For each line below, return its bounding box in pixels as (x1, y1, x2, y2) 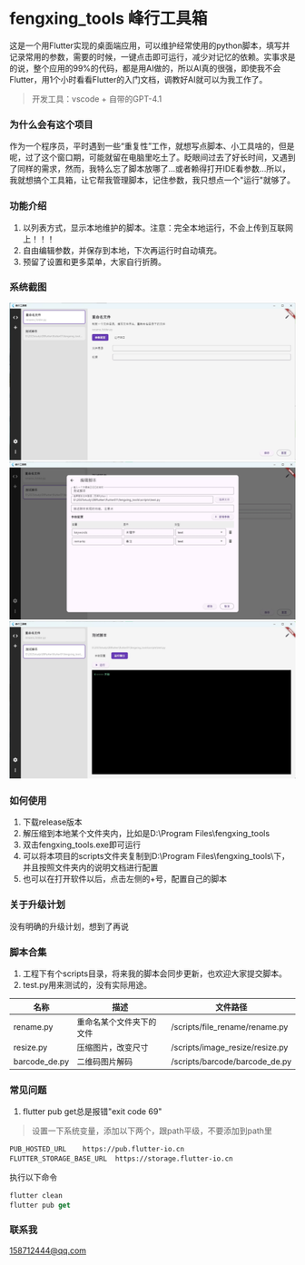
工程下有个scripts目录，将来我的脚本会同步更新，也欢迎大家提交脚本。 (22, 968, 288, 979)
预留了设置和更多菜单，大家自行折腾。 (22, 256, 166, 267)
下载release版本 (22, 816, 84, 827)
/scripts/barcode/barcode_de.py (171, 1055, 292, 1067)
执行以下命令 (9, 1171, 57, 1182)
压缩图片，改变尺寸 (76, 1042, 149, 1053)
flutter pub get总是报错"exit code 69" (22, 1106, 162, 1117)
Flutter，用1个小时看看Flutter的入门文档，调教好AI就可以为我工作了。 (9, 74, 268, 84)
